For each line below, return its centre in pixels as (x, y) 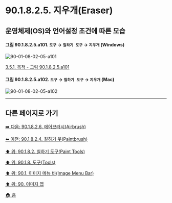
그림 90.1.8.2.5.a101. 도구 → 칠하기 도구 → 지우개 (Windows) (65, 45)
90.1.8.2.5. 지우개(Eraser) (59, 10)
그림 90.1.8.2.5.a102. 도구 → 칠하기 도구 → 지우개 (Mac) (60, 80)
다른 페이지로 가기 (32, 113)
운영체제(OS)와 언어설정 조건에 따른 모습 (65, 31)
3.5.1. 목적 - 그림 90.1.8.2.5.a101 (37, 67)
